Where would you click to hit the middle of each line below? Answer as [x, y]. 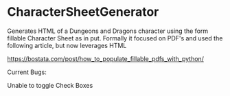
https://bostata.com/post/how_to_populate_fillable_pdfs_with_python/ [106, 58]
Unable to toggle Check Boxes [50, 85]
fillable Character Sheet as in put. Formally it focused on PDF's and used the [115, 38]
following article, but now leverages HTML [67, 45]
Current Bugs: [27, 72]
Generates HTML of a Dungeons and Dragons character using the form [108, 31]
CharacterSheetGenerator [83, 12]
